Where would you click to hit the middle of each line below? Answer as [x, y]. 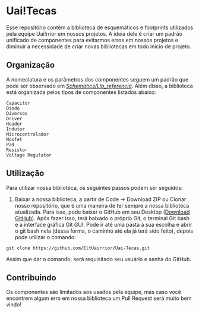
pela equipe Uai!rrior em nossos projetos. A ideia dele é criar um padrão [94, 33]
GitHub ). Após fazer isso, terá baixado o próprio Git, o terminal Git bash [102, 218]
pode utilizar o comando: [45, 237]
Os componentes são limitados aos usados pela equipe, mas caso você [94, 292]
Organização [31, 65]
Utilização [25, 173]
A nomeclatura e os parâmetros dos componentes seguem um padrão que [97, 79]
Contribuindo [31, 278]
